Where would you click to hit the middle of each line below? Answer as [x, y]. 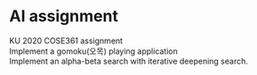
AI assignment [64, 16]
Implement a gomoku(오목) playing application [93, 51]
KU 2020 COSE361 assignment [66, 41]
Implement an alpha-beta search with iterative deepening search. [129, 61]
